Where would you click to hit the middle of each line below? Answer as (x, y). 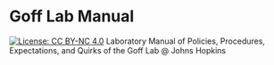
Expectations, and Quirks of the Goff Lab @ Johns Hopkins (117, 50)
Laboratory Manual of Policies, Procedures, (186, 41)
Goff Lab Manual (72, 16)
